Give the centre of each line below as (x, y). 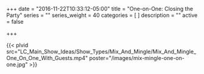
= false (15, 22)
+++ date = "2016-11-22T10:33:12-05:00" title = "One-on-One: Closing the (100, 9)
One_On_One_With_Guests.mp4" (47, 58)
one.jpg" (17, 64)
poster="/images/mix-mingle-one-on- (137, 58)
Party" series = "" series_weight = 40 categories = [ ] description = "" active (102, 15)
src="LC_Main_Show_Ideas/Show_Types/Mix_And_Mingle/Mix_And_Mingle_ (101, 52)
